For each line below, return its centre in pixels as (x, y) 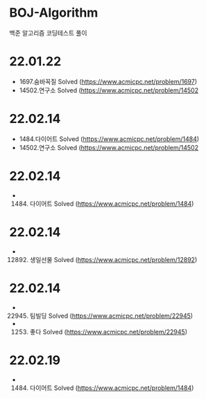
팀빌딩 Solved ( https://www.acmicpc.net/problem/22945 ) (111, 316)
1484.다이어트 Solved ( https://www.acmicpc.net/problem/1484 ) (109, 139)
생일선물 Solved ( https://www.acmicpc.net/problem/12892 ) (113, 259)
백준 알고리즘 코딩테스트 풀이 (48, 33)
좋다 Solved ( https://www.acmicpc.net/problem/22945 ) (109, 332)
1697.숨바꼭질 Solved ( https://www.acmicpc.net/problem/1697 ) (108, 81)
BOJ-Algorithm (54, 13)
